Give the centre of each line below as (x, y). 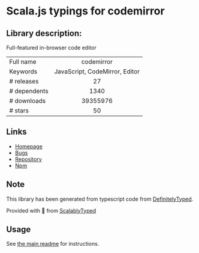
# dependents (29, 91)
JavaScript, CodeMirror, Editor (97, 72)
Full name (23, 62)
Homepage (29, 146)
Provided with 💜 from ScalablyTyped (51, 210)
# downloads (28, 101)
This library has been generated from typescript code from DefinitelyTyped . (100, 199)
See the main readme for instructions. (53, 244)
